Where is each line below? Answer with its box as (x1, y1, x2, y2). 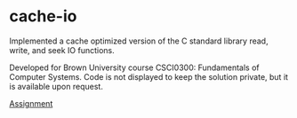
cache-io (9, 6, 77, 27)
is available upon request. (9, 81, 104, 91)
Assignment (9, 98, 53, 108)
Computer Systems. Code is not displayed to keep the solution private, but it (9, 71, 289, 82)
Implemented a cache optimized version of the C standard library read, (9, 35, 269, 46)
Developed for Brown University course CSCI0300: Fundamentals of (9, 62, 260, 73)
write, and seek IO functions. (9, 44, 115, 55)
